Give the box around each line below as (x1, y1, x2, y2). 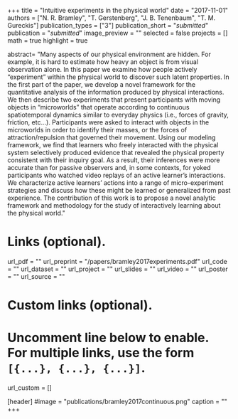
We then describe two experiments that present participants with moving (7, 95, 221, 104)
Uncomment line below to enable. (7, 330, 210, 346)
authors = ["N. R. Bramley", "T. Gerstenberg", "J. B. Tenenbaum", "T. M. (7, 14, 216, 22)
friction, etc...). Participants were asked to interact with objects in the (7, 118, 210, 127)
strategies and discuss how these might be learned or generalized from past (7, 186, 231, 194)
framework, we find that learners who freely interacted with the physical (7, 141, 219, 149)
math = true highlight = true (7, 36, 88, 45)
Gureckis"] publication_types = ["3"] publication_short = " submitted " (7, 21, 209, 29)
